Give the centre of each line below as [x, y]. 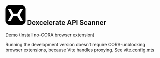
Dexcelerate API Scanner [67, 23]
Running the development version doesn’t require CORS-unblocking [75, 44]
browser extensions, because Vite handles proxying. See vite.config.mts [80, 50]
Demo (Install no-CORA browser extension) [50, 35]
